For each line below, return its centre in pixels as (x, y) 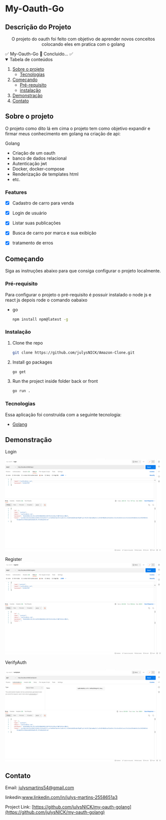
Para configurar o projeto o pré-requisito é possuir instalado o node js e (78, 294)
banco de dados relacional (39, 158)
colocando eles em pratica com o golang (83, 44)
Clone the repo (28, 343)
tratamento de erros (33, 243)
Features (16, 192)
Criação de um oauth (34, 153)
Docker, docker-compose (38, 169)
